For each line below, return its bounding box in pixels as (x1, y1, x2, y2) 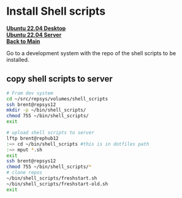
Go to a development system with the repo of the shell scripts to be (6, 49, 176, 56)
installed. (6, 56, 29, 63)
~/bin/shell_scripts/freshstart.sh (6, 175, 97, 181)
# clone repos (6, 170, 43, 176)
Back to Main (6, 37, 40, 45)
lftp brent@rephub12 (6, 135, 59, 142)
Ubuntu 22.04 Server (6, 31, 62, 38)
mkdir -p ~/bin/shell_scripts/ (6, 107, 86, 113)
